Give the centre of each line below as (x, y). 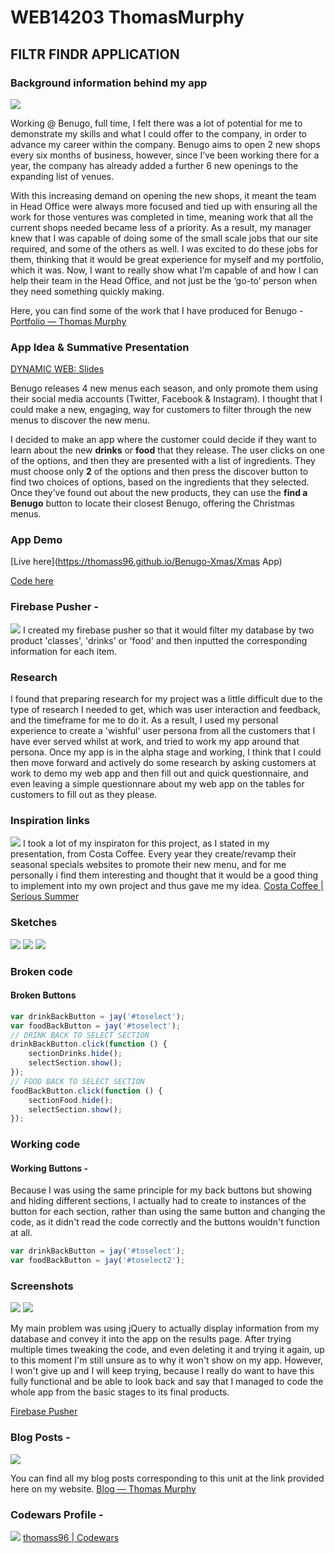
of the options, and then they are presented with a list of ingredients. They (163, 461)
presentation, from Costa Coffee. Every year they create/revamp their (153, 854)
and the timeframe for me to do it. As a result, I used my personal (144, 720)
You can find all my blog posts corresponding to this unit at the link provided (167, 1478)
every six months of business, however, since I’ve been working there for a (165, 155)
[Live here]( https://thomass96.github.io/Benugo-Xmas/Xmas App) (146, 562)
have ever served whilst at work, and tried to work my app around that (155, 742)
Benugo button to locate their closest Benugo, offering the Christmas (152, 503)
